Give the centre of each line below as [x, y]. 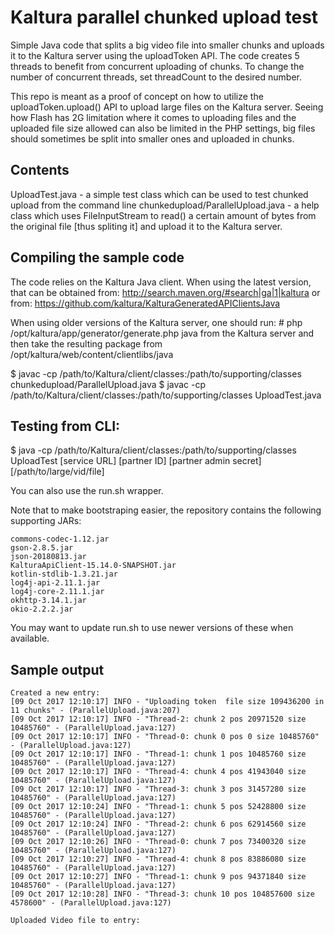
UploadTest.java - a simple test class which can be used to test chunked [159, 194]
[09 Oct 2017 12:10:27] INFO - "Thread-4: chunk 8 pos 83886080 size [158, 859]
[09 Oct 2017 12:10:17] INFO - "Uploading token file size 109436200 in [167, 702]
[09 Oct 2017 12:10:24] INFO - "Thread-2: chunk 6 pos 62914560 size [158, 824]
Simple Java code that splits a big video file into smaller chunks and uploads [167, 45]
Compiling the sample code [97, 257]
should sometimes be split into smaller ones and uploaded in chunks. [152, 138]
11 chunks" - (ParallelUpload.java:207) [96, 711]
